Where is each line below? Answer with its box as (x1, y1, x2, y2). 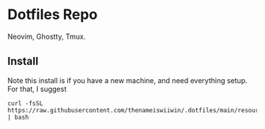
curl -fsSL (7, 99, 44, 108)
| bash (7, 113, 29, 121)
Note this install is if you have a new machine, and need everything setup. (7, 75, 248, 85)
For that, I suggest (7, 84, 67, 93)
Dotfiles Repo (7, 6, 98, 24)
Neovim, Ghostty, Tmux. (7, 32, 86, 41)
